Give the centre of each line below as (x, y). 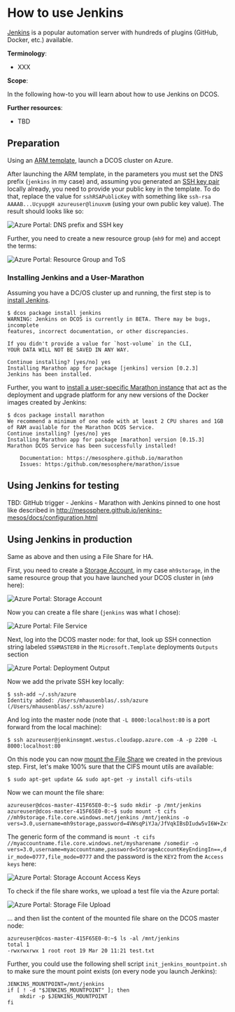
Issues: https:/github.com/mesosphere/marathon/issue (100, 464)
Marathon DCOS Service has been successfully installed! (92, 446)
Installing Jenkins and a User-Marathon (76, 277)
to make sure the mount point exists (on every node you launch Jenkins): (112, 971)
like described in (31, 510)
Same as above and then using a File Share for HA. (80, 556)
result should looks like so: (45, 211)
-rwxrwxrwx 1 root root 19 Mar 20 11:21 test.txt (81, 951)
